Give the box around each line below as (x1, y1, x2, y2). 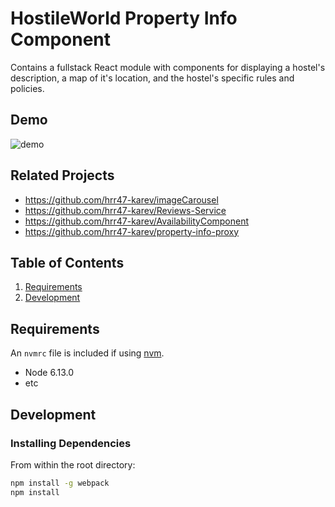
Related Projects (10, 167, 115, 184)
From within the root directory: (10, 458, 136, 471)
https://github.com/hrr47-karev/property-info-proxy (24, 225, 240, 237)
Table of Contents (10, 254, 125, 271)
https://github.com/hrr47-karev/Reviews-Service (24, 204, 227, 216)
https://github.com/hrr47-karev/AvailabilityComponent (24, 215, 250, 227)
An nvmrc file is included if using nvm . (10, 347, 165, 359)
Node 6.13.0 (24, 367, 74, 379)
